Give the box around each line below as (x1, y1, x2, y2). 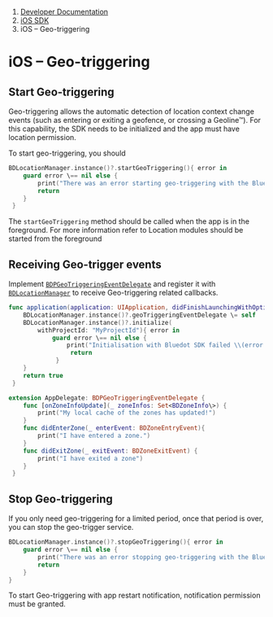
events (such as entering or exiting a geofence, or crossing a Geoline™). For (8, 116, 262, 125)
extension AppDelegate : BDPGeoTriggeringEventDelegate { (8, 394, 206, 402)
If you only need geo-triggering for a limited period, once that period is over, (8, 514, 264, 523)
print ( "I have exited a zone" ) (37, 454, 144, 462)
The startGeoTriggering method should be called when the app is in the (8, 217, 250, 226)
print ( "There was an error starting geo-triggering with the (37, 179, 249, 187)
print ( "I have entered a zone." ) (37, 431, 151, 440)
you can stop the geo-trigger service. (8, 523, 134, 532)
